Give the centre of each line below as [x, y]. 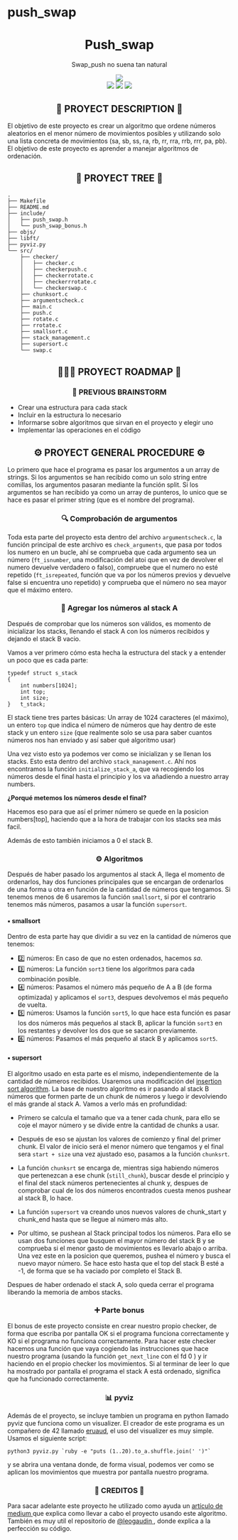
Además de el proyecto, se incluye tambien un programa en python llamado [118, 1416]
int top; [33, 691]
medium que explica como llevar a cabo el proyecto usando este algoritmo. [117, 1514]
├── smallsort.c [44, 331]
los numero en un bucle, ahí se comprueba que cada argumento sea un [112, 552]
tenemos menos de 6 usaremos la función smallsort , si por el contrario [112, 897]
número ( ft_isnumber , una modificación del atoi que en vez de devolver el [115, 559]
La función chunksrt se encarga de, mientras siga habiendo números [118, 1168]
